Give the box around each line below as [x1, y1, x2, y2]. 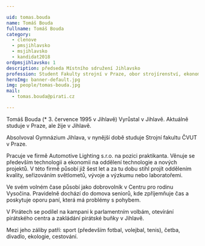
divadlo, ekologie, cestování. [6, 233, 78, 240]
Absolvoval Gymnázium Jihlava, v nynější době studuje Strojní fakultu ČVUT [6, 133, 197, 141]
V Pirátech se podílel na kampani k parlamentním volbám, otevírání [6, 208, 174, 215]
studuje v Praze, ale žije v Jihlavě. [6, 122, 92, 129]
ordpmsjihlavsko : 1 [6, 59, 56, 66]
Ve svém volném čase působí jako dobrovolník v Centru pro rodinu [6, 183, 174, 191]
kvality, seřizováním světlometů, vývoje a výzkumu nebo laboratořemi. [6, 171, 183, 178]
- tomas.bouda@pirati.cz [12, 94, 75, 100]
